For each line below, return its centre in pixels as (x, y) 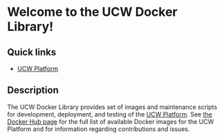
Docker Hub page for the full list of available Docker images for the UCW (111, 121)
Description (33, 90)
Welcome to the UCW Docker (92, 12)
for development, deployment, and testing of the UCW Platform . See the (110, 114)
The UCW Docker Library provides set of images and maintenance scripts (112, 107)
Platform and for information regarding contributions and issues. (99, 129)
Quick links (32, 52)
